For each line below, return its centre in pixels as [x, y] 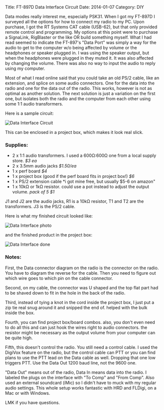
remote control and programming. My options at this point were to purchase [82, 32]
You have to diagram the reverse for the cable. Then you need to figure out [81, 273]
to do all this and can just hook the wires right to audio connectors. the [76, 327]
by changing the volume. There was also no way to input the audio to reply [80, 63]
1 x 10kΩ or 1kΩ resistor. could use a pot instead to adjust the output [81, 187]
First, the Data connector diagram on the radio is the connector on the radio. [82, 268]
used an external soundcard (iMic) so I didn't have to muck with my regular [81, 383]
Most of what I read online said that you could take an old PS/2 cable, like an [82, 78]
